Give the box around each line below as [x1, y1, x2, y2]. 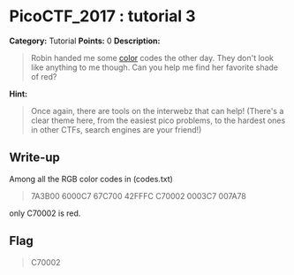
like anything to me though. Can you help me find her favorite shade [30, 62, 279, 73]
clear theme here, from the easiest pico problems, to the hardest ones [30, 115, 286, 126]
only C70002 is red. [9, 208, 81, 218]
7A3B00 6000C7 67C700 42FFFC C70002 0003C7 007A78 [30, 190, 247, 201]
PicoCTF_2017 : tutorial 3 [9, 6, 196, 27]
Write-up [9, 150, 60, 165]
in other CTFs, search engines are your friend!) [30, 124, 202, 134]
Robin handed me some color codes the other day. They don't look [30, 52, 275, 63]
